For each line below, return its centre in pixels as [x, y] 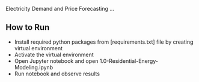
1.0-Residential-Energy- [129, 61]
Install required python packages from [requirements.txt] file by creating [104, 42]
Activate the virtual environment [54, 54]
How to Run [28, 27]
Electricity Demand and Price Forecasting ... [60, 9]
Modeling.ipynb [34, 67]
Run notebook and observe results [57, 74]
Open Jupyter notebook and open [56, 61]
